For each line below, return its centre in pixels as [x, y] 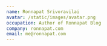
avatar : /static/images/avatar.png [51, 17]
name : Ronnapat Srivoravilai [43, 12]
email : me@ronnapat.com [36, 34]
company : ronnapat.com [35, 28]
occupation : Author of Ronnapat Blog [54, 23]
